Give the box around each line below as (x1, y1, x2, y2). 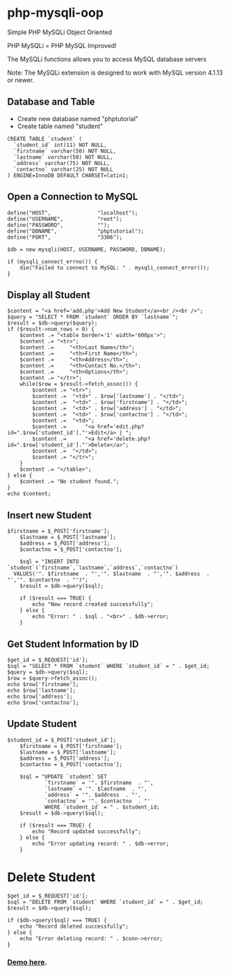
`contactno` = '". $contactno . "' (44, 797, 151, 804)
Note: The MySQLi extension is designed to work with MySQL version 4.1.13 (7, 68, 224, 77)
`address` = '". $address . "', (44, 791, 141, 798)
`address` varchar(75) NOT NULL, (13, 159, 110, 166)
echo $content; (7, 490, 51, 497)
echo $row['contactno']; (7, 699, 79, 706)
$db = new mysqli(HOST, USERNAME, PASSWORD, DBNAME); (7, 246, 167, 253)
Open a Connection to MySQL (7, 191, 138, 203)
